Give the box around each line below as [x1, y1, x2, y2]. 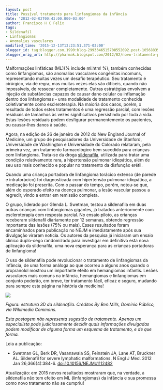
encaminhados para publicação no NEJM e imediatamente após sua [5, 227, 142, 233]
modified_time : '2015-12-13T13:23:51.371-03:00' [5, 43, 105, 48]
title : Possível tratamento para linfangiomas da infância [5, 12, 127, 16]
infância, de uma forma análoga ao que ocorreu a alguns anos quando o [5, 263, 149, 268]
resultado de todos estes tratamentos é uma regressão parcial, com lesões [5, 107, 155, 112]
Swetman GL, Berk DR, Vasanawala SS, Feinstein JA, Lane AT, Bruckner [12, 350, 156, 356]
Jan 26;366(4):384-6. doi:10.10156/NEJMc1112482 [12, 360, 113, 366]
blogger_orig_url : [5, 52, 43, 57]
